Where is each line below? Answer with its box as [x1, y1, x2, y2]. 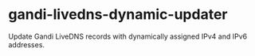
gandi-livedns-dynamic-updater [8, 6, 228, 24]
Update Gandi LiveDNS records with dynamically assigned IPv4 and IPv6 [8, 32, 248, 41]
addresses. [8, 39, 45, 49]
